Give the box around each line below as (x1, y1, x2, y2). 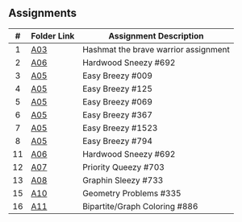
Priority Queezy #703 (81, 161, 165, 172)
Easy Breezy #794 (81, 135, 153, 146)
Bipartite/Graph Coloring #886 (81, 200, 198, 212)
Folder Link (31, 30, 75, 41)
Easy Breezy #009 (81, 70, 153, 81)
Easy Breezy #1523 (81, 122, 158, 134)
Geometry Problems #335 (81, 187, 181, 199)
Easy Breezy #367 (81, 109, 153, 120)
